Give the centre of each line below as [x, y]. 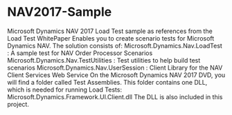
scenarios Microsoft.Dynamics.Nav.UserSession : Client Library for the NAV [115, 67]
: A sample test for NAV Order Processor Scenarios [80, 53]
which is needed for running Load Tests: [65, 90]
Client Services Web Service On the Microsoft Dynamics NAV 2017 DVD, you [116, 75]
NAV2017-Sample [60, 12]
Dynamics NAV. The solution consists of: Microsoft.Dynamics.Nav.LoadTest [115, 45]
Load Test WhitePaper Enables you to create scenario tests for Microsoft [111, 38]
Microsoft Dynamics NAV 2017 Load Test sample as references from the [110, 31]
